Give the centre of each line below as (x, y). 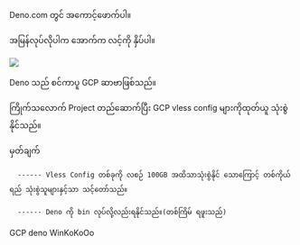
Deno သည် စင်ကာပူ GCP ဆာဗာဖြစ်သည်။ (83, 82)
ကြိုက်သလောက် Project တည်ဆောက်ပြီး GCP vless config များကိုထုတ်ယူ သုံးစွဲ (149, 108)
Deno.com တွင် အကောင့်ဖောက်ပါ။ (70, 15)
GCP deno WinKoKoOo (52, 233)
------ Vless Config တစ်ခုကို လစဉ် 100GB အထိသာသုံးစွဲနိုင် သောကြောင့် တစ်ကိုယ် (154, 175)
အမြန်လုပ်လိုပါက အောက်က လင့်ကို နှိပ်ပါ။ (82, 40)
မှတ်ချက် (25, 150)
